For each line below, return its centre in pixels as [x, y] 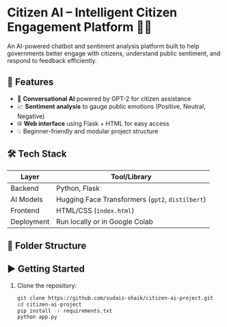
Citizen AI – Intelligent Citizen [92, 13]
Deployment [30, 222]
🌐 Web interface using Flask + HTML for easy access [93, 123]
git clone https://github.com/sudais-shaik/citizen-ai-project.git [115, 298]
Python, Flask [78, 188]
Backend [25, 188]
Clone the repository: [47, 285]
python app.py [37, 317]
